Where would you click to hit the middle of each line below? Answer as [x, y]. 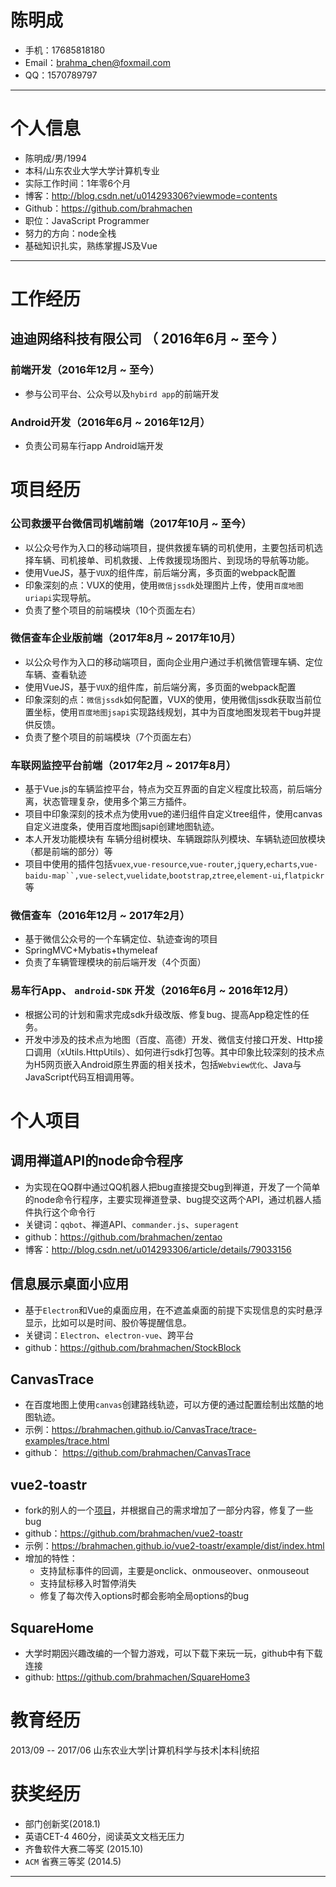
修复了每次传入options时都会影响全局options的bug [144, 1596]
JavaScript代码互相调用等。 [82, 1077]
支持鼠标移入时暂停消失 [88, 1583]
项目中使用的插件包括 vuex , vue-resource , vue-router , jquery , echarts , [162, 864]
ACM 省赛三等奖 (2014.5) [73, 1861]
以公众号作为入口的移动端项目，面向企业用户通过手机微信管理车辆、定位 [173, 662]
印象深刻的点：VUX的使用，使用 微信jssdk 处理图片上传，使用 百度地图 [164, 585]
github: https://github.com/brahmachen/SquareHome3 [137, 1677]
